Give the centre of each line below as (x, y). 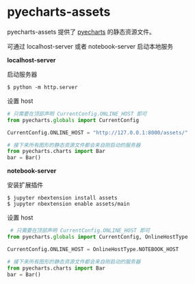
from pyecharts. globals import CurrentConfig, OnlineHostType (97, 237)
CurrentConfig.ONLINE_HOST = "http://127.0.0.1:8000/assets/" (97, 132)
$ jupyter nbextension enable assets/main (68, 204)
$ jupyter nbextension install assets (62, 198)
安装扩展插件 (25, 185)
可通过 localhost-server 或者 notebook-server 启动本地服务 (90, 46)
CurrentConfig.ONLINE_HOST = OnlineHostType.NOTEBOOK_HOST (93, 249)
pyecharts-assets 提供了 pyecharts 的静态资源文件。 (81, 32)
